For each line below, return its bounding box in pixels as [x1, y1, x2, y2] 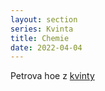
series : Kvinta [10, 24, 74, 34]
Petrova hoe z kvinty [10, 70, 95, 82]
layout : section [10, 14, 78, 25]
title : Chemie [10, 33, 70, 43]
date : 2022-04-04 [10, 42, 83, 53]
